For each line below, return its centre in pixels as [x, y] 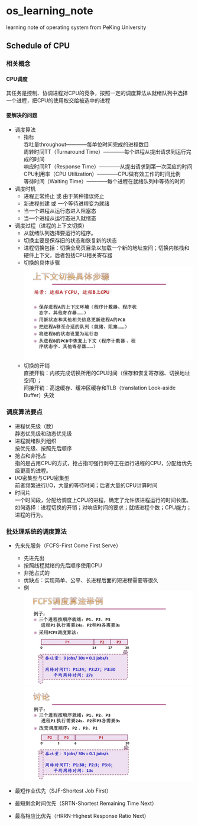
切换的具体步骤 [42, 262]
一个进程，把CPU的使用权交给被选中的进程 [58, 100]
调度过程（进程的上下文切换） [51, 225]
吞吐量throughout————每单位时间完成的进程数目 [86, 144]
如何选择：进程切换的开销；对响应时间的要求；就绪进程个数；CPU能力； [103, 507]
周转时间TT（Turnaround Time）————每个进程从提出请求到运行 [105, 151]
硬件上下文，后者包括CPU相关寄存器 [68, 255]
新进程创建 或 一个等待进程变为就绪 [66, 203]
